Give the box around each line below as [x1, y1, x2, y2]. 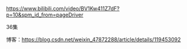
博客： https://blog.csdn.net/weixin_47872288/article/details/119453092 [6, 36, 181, 43]
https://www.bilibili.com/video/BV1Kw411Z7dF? [6, 5, 120, 12]
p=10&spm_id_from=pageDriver [6, 11, 84, 18]
